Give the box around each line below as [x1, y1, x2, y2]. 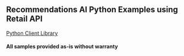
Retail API [6, 14, 43, 24]
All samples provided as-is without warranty [6, 43, 119, 50]
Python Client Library [6, 29, 58, 37]
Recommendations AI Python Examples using [6, 5, 178, 15]
